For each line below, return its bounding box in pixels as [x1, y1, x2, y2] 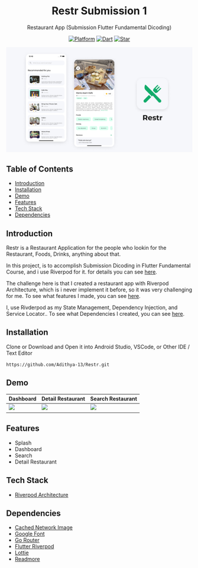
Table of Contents [6, 164, 74, 174]
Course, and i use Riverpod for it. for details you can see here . [6, 268, 158, 275]
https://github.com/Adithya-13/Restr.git [6, 361, 110, 367]
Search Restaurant [90, 395, 138, 402]
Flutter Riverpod [14, 543, 54, 550]
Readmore [14, 556, 40, 563]
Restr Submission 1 [51, 4, 147, 18]
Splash [14, 439, 32, 446]
